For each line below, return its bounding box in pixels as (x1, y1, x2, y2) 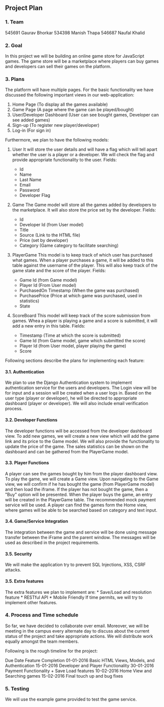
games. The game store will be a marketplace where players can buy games (5, 58, 159, 64)
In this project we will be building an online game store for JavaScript (5, 53, 144, 59)
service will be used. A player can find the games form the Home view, (5, 502, 148, 508)
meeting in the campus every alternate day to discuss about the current (5, 628, 150, 634)
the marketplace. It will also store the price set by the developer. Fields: (12, 207, 156, 213)
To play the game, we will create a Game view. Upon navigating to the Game (5, 476, 159, 482)
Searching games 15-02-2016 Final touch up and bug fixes (5, 673, 123, 679)
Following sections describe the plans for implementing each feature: (5, 357, 145, 364)
